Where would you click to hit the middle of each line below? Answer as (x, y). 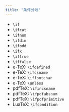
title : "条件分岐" (23, 10)
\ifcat (19, 30)
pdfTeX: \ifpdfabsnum (35, 93)
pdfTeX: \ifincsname (34, 88)
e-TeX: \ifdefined (31, 67)
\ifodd (19, 46)
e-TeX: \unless (28, 83)
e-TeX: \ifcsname (30, 72)
